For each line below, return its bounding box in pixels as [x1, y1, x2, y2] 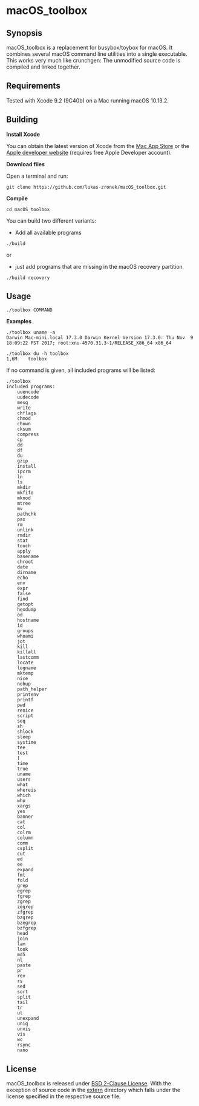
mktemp [17, 670, 34, 676]
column [17, 835, 34, 841]
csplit [17, 846, 34, 852]
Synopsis [6, 28, 42, 38]
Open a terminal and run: [6, 172, 68, 180]
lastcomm [17, 655, 39, 661]
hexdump [17, 607, 36, 613]
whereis [17, 787, 36, 794]
